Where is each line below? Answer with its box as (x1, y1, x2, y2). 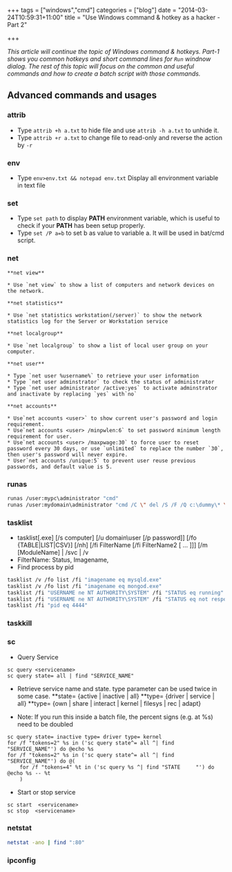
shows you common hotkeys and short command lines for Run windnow (7, 55, 211, 63)
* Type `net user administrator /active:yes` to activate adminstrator (7, 384, 217, 391)
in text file (17, 181, 46, 189)
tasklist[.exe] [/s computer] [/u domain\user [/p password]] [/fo (17, 533, 197, 542)
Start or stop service (17, 788, 76, 796)
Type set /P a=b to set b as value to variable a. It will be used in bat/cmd (17, 229, 224, 238)
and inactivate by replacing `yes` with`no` (7, 391, 137, 398)
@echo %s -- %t (7, 769, 51, 776)
